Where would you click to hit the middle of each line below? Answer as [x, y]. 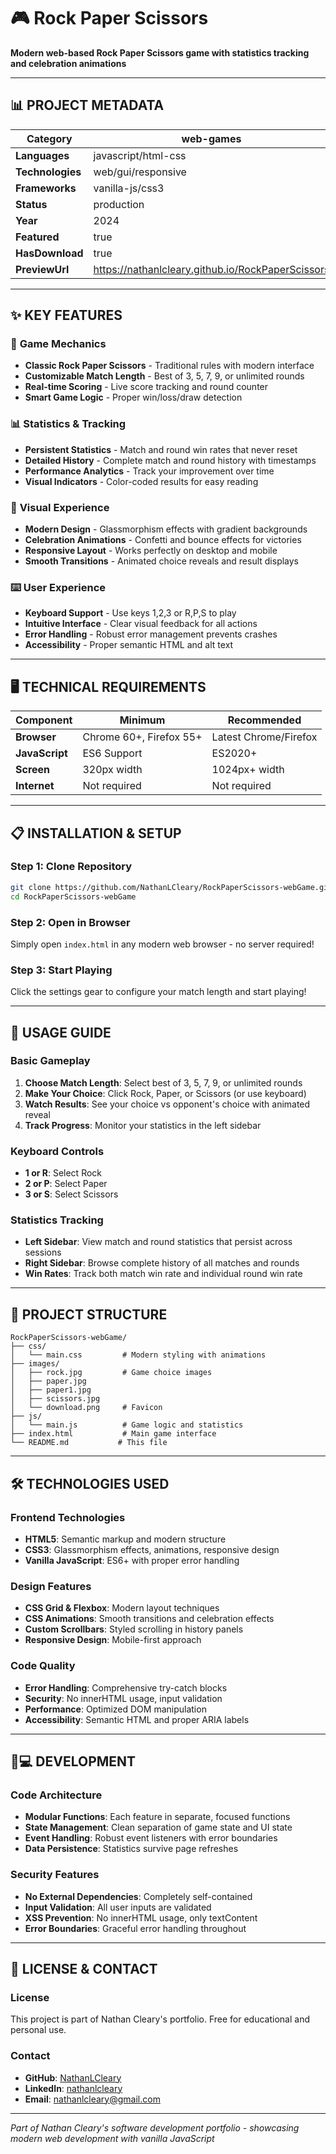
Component [44, 720]
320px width [112, 770]
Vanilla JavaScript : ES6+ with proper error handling [132, 1560]
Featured [37, 237]
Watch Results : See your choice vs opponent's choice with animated [167, 1104]
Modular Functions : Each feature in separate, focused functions [157, 1817]
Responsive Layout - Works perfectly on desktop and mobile [151, 551]
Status [31, 204]
